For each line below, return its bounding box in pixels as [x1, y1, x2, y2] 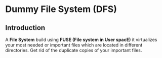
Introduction [5, 23, 46, 32]
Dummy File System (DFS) [5, 3, 117, 15]
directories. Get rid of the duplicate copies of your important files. [5, 47, 142, 53]
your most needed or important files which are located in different [5, 42, 143, 48]
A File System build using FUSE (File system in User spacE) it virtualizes [5, 36, 157, 42]
